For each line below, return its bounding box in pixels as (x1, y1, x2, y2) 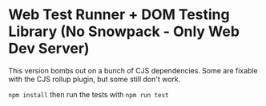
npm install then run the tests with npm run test (8, 89, 169, 99)
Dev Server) (8, 40, 90, 57)
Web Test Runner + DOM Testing (8, 6, 230, 24)
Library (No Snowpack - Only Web (8, 22, 240, 41)
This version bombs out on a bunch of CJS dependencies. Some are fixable (8, 65, 258, 75)
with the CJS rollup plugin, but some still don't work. (8, 74, 181, 84)
